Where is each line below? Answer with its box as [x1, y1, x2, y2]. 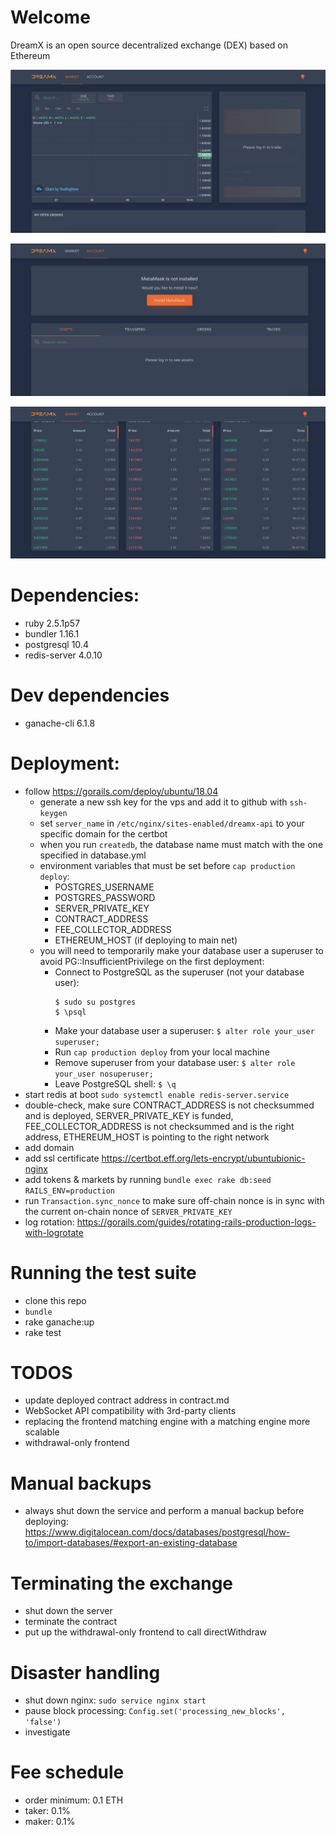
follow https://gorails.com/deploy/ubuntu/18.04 [24, 785, 219, 797]
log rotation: [24, 1216, 75, 1228]
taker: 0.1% [24, 1805, 71, 1817]
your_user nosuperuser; [54, 1069, 154, 1079]
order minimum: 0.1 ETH [24, 1794, 124, 1806]
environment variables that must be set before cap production [39, 859, 296, 871]
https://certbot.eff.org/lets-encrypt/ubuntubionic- [101, 1152, 306, 1164]
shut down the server [24, 1605, 113, 1617]
